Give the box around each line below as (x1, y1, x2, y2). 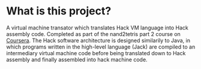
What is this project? (6, 4, 112, 18)
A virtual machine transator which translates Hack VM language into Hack (6, 24, 189, 31)
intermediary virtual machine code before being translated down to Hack (6, 49, 186, 56)
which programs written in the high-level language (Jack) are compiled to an (6, 43, 196, 50)
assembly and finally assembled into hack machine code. (6, 56, 148, 63)
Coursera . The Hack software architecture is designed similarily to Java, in (6, 37, 191, 44)
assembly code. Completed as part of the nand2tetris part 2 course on (6, 30, 181, 37)
